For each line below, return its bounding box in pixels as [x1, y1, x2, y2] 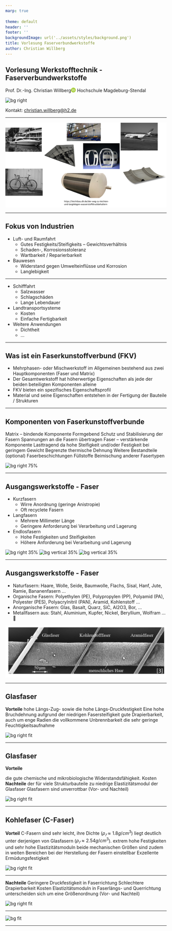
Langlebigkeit [20, 268, 49, 274]
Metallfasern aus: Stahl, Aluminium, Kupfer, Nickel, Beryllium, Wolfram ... [12, 610, 166, 616]
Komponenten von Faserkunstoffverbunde [5, 417, 145, 426]
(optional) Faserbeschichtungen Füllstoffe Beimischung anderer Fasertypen [5, 453, 165, 459]
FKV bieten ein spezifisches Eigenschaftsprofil [12, 387, 111, 393]
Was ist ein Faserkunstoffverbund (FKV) [5, 352, 137, 360]
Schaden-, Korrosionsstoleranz [20, 246, 87, 253]
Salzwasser [20, 288, 45, 294]
